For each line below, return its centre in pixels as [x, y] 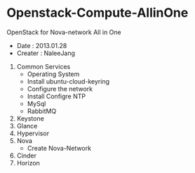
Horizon [28, 163]
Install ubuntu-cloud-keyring [68, 81]
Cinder [26, 156]
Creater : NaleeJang [46, 53]
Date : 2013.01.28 [42, 45]
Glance [27, 126]
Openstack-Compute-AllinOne [97, 13]
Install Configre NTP [56, 96]
